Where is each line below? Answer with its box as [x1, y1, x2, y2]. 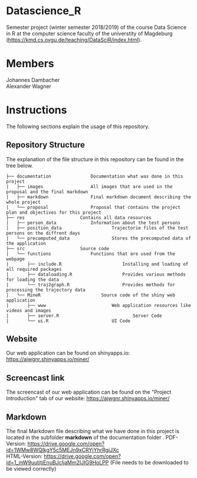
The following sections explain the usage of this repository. [6, 123, 150, 130]
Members [6, 57, 54, 70]
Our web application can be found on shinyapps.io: [6, 349, 130, 356]
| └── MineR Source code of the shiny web [6, 292, 176, 298]
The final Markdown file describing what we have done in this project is [6, 428, 180, 435]
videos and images [6, 307, 51, 313]
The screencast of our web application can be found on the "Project [6, 388, 172, 396]
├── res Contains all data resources [6, 214, 152, 221]
